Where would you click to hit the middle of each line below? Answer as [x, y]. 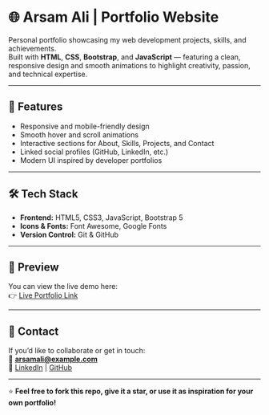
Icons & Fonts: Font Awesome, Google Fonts [93, 226]
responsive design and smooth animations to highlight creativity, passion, [129, 65]
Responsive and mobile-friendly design [84, 126]
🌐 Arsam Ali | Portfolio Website [114, 17]
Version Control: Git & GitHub [69, 234]
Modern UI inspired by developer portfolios [91, 160]
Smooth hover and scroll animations [79, 134]
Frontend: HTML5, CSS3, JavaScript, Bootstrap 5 [101, 218]
